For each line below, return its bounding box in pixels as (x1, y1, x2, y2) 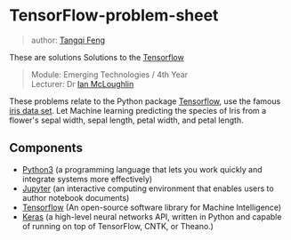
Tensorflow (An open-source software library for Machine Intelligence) (21, 202, 282, 212)
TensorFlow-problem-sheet (9, 5, 219, 26)
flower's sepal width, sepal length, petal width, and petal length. (9, 115, 245, 125)
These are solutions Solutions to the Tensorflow (9, 52, 184, 62)
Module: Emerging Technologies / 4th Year (30, 68, 189, 80)
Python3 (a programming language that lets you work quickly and (21, 164, 263, 174)
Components (9, 140, 83, 156)
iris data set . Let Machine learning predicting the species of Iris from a (9, 105, 267, 116)
